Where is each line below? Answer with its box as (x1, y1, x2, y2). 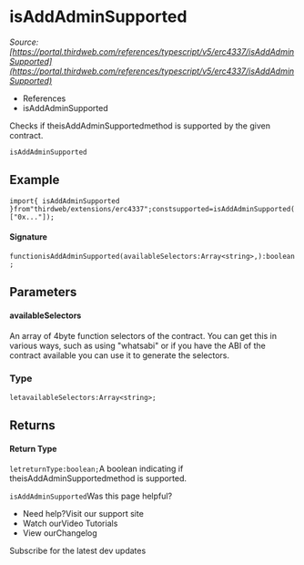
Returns (9, 417, 56, 434)
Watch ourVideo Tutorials (22, 518, 118, 529)
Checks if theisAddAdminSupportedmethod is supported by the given (9, 120, 271, 131)
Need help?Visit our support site (22, 508, 144, 519)
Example (9, 172, 60, 188)
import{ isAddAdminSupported (9, 196, 120, 206)
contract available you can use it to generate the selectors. (9, 349, 230, 361)
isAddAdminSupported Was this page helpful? (9, 490, 173, 502)
